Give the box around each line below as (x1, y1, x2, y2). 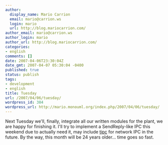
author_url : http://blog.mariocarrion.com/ (5, 40, 97, 45)
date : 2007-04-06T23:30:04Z (5, 58, 64, 63)
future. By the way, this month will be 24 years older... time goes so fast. (5, 134, 154, 140)
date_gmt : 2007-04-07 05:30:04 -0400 (5, 63, 84, 68)
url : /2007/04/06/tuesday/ (5, 95, 61, 100)
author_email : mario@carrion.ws (5, 30, 72, 35)
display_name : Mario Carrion (9, 12, 70, 17)
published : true (5, 68, 39, 73)
